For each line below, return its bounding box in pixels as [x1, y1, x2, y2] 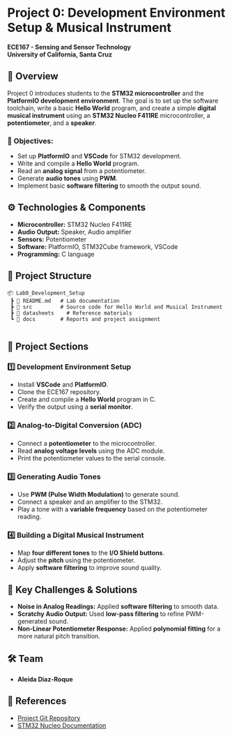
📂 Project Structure [7, 270, 92, 282]
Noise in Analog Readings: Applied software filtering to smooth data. [17, 602, 219, 611]
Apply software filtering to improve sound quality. [17, 564, 162, 572]
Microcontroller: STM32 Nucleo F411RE [17, 220, 132, 228]
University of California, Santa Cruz [7, 50, 113, 59]
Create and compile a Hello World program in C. [17, 396, 157, 404]
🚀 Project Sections [7, 340, 89, 353]
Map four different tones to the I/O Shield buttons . [17, 549, 165, 557]
